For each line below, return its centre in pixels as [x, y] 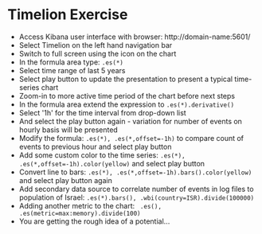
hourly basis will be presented [68, 130]
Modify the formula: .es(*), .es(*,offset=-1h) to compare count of [131, 138]
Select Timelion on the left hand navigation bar [96, 45]
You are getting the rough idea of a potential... [94, 221]
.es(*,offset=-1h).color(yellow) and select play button [111, 163]
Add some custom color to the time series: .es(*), [102, 155]
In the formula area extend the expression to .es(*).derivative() [127, 104]
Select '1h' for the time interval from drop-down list [102, 112]
